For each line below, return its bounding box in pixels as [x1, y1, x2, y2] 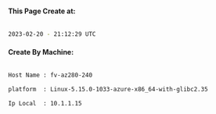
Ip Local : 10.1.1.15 [8, 100, 82, 108]
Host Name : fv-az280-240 [8, 71, 92, 80]
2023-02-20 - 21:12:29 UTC [8, 30, 96, 38]
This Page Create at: [8, 6, 76, 16]
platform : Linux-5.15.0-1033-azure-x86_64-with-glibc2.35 [8, 86, 209, 94]
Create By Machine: [8, 47, 74, 56]
